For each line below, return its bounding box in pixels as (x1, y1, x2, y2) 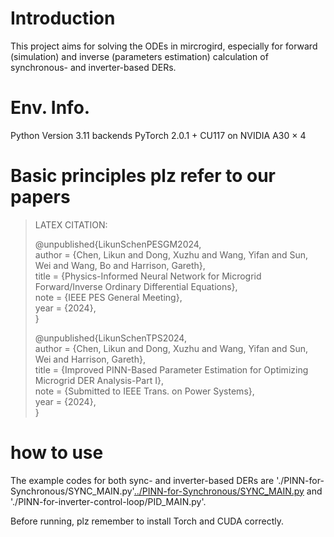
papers (10, 186, 71, 209)
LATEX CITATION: (34, 218, 108, 231)
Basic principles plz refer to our (10, 165, 276, 187)
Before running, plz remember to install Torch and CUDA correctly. (10, 515, 284, 527)
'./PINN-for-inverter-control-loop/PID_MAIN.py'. (10, 495, 207, 507)
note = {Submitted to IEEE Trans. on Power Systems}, (34, 385, 255, 397)
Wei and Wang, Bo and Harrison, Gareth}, (34, 259, 206, 271)
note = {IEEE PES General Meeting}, (34, 291, 183, 303)
